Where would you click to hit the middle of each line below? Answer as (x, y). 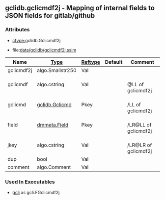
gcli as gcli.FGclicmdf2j (36, 192)
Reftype (91, 62)
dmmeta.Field (53, 125)
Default (114, 62)
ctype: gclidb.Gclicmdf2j (36, 40)
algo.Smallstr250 (57, 70)
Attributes (17, 30)
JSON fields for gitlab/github (50, 16)
